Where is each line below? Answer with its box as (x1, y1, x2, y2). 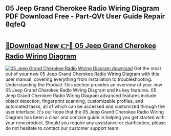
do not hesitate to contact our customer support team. (5, 125, 120, 131)
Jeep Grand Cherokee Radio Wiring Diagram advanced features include (5, 93, 157, 99)
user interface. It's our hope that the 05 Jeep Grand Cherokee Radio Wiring (5, 109, 164, 115)
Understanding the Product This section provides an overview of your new (5, 82, 163, 87)
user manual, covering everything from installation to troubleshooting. (5, 76, 153, 82)
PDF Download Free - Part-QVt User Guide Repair (5, 12, 165, 21)
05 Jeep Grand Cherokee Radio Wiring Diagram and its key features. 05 (5, 87, 157, 93)
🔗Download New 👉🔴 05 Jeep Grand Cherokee (5, 41, 157, 50)
